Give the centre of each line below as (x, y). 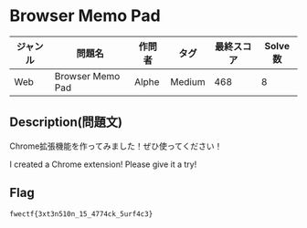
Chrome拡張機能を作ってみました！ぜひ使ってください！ (116, 146)
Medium (188, 81)
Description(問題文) (66, 123)
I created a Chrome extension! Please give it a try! (103, 164)
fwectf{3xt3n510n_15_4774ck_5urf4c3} (81, 214)
